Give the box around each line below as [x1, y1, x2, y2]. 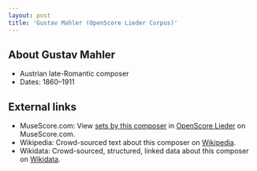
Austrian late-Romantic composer [19, 69, 129, 79]
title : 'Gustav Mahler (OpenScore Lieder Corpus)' [8, 19, 178, 27]
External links [8, 100, 77, 113]
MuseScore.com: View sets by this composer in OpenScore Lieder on [19, 121, 246, 131]
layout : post [8, 11, 51, 20]
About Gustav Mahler [8, 48, 116, 61]
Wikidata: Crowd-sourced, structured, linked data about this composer [19, 147, 250, 156]
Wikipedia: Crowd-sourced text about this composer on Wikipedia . [19, 138, 237, 147]
